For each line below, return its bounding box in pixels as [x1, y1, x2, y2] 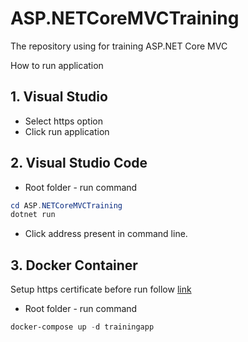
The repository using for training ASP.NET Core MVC [10, 40, 228, 52]
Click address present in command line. [24, 228, 188, 240]
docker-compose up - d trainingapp [10, 322, 155, 332]
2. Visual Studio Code [10, 155, 148, 172]
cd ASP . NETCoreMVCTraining [10, 200, 123, 211]
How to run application [10, 59, 104, 71]
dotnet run [10, 210, 56, 220]
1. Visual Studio [10, 88, 108, 106]
